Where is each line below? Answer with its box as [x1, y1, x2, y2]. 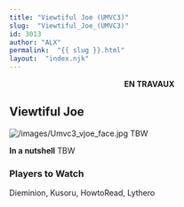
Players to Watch [9, 167, 84, 179]
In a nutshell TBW [9, 145, 76, 155]
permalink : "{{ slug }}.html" [9, 46, 125, 55]
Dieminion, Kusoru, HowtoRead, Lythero [9, 187, 156, 198]
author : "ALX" [9, 37, 62, 47]
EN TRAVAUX [124, 79, 175, 89]
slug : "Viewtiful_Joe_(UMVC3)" [9, 21, 129, 30]
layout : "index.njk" [9, 54, 90, 63]
